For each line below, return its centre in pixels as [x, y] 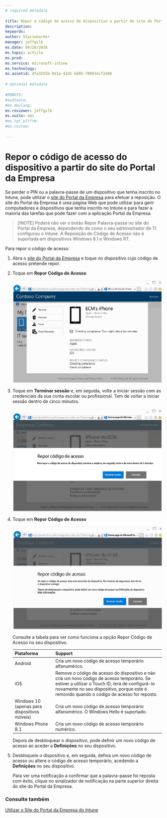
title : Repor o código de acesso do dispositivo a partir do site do [79, 21]
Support [64, 653]
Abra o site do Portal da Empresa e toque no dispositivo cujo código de [85, 258]
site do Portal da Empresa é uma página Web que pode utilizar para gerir [80, 203]
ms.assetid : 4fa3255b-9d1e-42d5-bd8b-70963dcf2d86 [59, 74]
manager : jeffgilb [24, 42]
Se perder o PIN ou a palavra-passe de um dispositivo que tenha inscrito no [83, 192]
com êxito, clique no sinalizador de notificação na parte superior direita [85, 781]
